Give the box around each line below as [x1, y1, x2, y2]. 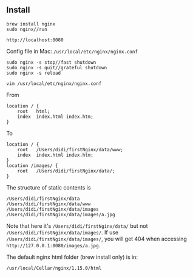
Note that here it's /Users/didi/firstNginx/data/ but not [6, 222, 148, 230]
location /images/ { [6, 162, 59, 169]
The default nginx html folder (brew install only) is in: [6, 253, 138, 261]
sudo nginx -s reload [6, 70, 61, 76]
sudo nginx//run [6, 26, 47, 32]
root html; [17, 108, 50, 114]
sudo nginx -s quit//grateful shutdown [6, 64, 107, 70]
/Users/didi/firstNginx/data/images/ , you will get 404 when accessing [6, 235, 187, 242]
